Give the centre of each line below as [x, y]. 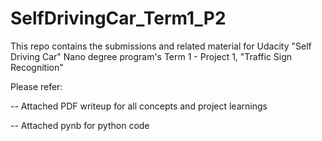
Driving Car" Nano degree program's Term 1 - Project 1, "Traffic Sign [151, 56]
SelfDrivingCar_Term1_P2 [118, 18]
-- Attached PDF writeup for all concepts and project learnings [139, 106]
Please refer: [36, 86]
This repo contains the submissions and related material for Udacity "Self [161, 46]
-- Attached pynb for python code [80, 125]
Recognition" [37, 67]
